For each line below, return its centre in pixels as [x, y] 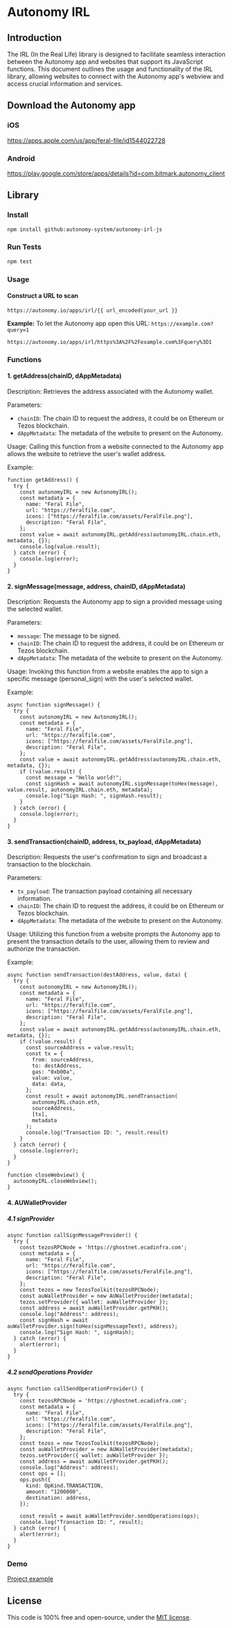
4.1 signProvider [31, 1218]
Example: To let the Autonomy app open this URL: [79, 323]
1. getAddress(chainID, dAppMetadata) [65, 376]
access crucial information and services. [65, 84]
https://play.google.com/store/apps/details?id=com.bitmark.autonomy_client [116, 173]
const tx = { [44, 1054]
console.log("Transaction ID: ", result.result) [97, 1133]
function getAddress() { [43, 480]
